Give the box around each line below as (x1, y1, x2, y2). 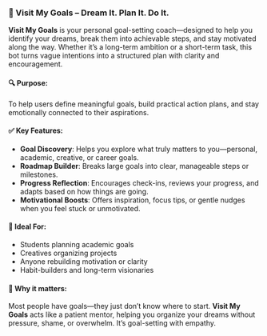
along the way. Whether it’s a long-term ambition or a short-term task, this (8, 42, 253, 52)
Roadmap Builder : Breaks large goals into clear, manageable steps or (19, 161, 249, 170)
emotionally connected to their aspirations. (8, 107, 149, 117)
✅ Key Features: (8, 126, 63, 135)
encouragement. (8, 59, 63, 69)
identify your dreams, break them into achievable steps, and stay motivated (8, 34, 257, 43)
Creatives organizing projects (19, 248, 118, 258)
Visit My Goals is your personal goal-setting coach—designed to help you (8, 26, 253, 35)
